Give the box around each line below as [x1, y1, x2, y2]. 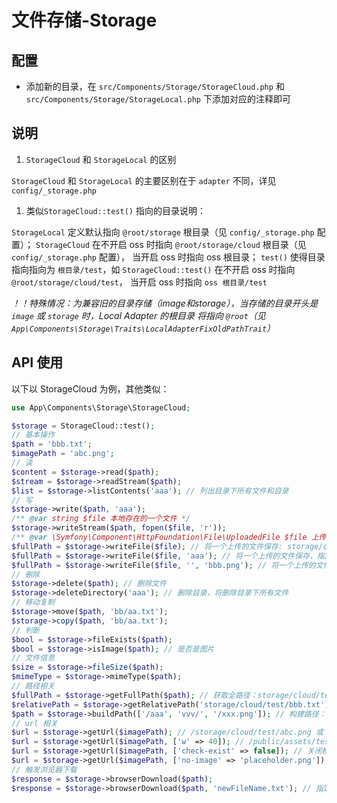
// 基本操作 [11, 430, 56, 440]
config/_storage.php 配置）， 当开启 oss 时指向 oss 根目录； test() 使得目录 [11, 251, 326, 263]
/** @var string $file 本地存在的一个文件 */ [11, 514, 191, 524]
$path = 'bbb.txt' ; [11, 439, 93, 450]
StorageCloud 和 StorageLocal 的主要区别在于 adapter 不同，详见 [11, 174, 277, 186]
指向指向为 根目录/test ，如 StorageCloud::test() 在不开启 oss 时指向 [11, 263, 296, 275]
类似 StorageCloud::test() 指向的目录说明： [25, 204, 206, 216]
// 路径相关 [11, 681, 56, 691]
